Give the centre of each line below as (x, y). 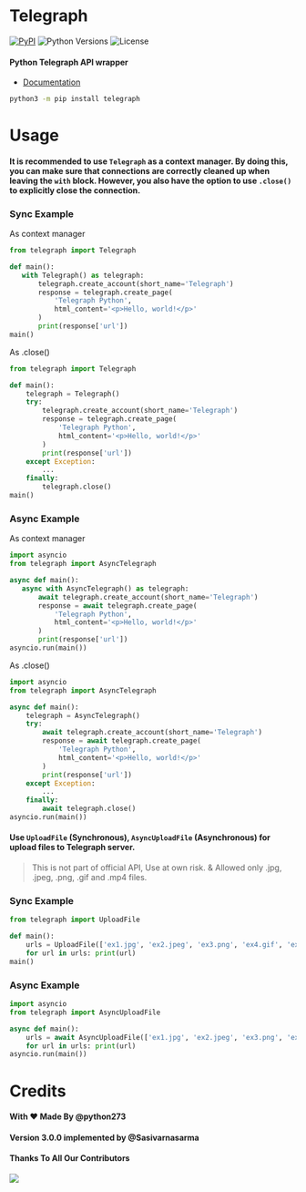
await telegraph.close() (89, 809)
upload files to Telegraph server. (72, 848)
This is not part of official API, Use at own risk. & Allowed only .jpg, (157, 868)
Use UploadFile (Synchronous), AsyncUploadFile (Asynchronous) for (140, 837)
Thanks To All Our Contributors (70, 1158)
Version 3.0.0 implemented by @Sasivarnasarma (104, 1137)
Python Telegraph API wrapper (69, 62)
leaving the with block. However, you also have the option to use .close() (151, 180)
